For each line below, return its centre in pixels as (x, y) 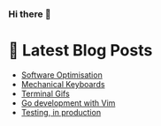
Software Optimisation (61, 75)
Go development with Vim (68, 103)
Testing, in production (61, 112)
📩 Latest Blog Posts (80, 51)
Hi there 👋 (30, 14)
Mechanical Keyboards (63, 84)
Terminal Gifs (45, 93)
